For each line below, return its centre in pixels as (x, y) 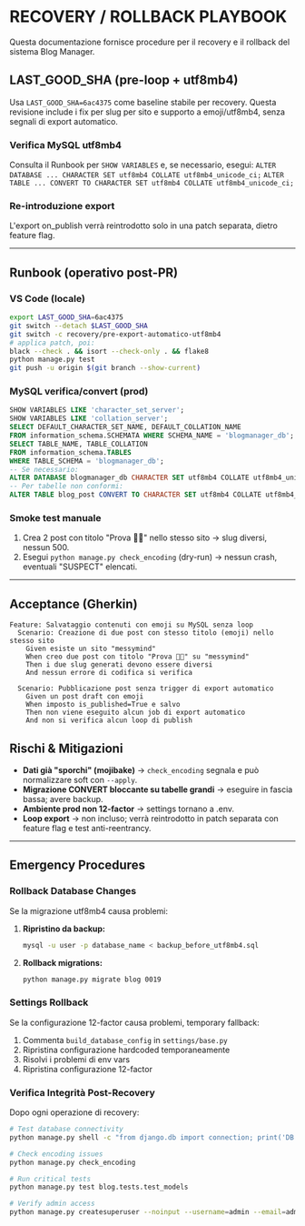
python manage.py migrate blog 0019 (92, 980)
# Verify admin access (52, 1204)
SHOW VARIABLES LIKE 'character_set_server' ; (97, 410)
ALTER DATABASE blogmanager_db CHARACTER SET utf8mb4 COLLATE (129, 478)
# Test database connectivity (67, 1130)
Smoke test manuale (55, 518)
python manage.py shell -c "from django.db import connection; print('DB (152, 1137)
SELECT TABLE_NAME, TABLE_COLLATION (79, 444)
